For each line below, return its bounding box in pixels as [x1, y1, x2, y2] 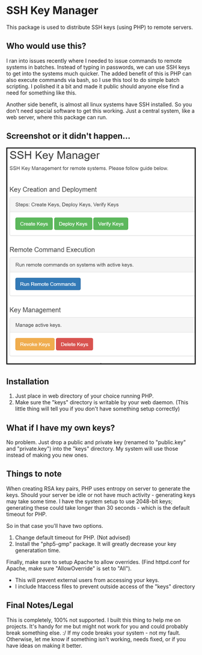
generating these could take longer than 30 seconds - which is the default [6, 504, 191, 511]
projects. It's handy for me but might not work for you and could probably [6, 622, 188, 630]
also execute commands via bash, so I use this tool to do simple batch [6, 76, 180, 83]
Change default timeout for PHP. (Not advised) [14, 534, 131, 541]
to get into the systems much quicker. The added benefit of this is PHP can [6, 70, 192, 77]
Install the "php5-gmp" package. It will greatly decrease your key [14, 540, 177, 547]
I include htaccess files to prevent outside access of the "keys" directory [14, 583, 195, 590]
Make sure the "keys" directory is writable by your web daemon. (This [14, 399, 189, 406]
